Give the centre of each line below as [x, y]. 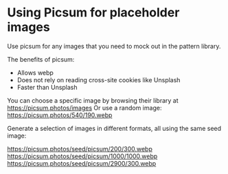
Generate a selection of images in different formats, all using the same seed [114, 128]
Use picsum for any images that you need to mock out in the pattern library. [114, 46]
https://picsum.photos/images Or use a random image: [84, 108]
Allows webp [35, 73]
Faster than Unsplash [47, 87]
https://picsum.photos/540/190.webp [60, 115]
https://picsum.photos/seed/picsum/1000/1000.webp [82, 156]
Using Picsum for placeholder [93, 13]
